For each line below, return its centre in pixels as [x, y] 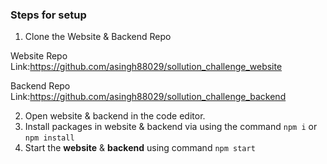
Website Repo [39, 56]
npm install [49, 138]
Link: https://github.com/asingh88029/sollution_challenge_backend [148, 97]
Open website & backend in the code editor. [115, 116]
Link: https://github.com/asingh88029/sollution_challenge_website [146, 67]
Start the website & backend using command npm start [140, 148]
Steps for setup [48, 15]
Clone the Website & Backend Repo [98, 37]
